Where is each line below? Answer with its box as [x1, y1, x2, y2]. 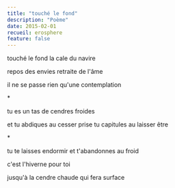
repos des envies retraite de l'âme [7, 68, 103, 76]
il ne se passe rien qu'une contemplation [7, 81, 122, 89]
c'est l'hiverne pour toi [7, 160, 70, 168]
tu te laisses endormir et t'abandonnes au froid [7, 147, 139, 155]
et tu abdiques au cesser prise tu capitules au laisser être [7, 120, 169, 129]
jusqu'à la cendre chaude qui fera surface [7, 174, 125, 182]
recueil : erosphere [7, 29, 63, 36]
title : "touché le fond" [7, 10, 78, 17]
